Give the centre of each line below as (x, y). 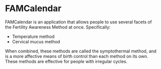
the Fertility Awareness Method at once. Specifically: (58, 27)
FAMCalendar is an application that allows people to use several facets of (79, 22)
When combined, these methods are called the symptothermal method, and (81, 51)
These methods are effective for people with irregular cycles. (66, 61)
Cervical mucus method (36, 41)
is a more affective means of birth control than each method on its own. (77, 56)
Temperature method (33, 36)
